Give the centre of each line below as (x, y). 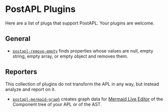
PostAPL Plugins (41, 9)
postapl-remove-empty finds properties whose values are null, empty (83, 50)
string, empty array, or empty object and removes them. (70, 56)
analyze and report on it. (31, 89)
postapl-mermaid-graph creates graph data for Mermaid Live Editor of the (88, 99)
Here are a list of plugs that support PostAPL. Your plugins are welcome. (80, 23)
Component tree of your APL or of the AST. (57, 104)
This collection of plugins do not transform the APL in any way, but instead (82, 84)
